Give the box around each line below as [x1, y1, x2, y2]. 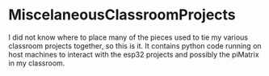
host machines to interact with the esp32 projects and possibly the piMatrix [8, 49, 260, 59]
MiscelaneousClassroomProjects [8, 6, 236, 24]
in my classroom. [8, 58, 65, 68]
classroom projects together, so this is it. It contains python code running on [8, 40, 262, 50]
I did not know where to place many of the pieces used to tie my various [8, 32, 249, 42]
